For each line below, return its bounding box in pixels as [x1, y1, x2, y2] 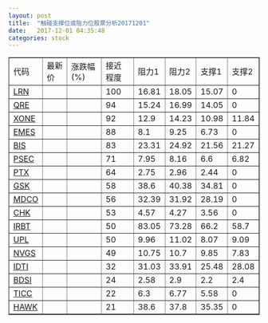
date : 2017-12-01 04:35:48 [8, 26, 105, 34]
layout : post [8, 11, 52, 20]
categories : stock [8, 33, 69, 42]
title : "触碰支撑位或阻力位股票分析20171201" [8, 19, 150, 27]
